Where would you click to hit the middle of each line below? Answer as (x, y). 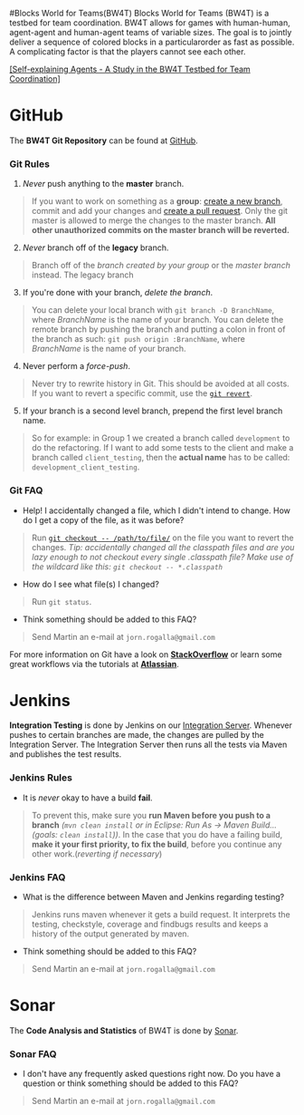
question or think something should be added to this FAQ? (130, 1083)
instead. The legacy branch (82, 275)
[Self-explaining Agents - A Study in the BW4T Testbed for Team (130, 69)
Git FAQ (26, 490)
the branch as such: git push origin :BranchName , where (138, 339)
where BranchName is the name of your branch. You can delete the (157, 320)
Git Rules (29, 164)
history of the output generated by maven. (110, 934)
